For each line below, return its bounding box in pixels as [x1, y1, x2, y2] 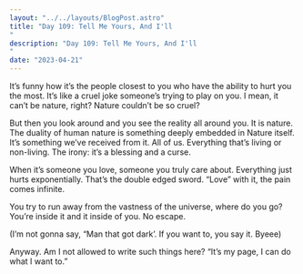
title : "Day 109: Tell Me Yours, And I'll [9, 22, 173, 31]
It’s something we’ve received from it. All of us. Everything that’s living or [9, 137, 282, 147]
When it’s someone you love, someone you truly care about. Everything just [9, 165, 293, 175]
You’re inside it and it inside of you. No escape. [9, 211, 187, 221]
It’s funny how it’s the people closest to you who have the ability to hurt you [9, 81, 292, 91]
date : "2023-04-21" [9, 56, 84, 65]
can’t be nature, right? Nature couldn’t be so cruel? [9, 100, 200, 110]
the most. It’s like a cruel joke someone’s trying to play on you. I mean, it [9, 90, 279, 101]
